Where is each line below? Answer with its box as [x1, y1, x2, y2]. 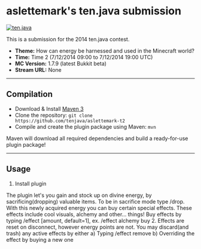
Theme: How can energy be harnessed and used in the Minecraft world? [14, 47, 194, 54]
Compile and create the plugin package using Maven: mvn [14, 123, 157, 130]
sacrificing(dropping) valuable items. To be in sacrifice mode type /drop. [6, 198, 185, 205]
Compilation [6, 89, 53, 99]
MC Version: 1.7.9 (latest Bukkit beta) [14, 60, 106, 67]
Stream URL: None [14, 66, 62, 73]
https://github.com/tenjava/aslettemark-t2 [14, 118, 126, 124]
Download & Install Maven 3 [14, 105, 84, 112]
